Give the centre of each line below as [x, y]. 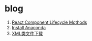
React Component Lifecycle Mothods [49, 22]
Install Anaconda [29, 27]
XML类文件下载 [27, 33]
